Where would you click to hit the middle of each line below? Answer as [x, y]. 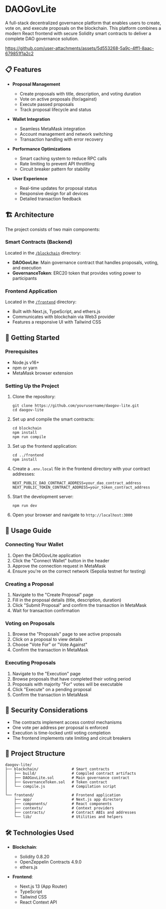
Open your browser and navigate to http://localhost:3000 [72, 515]
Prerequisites [22, 352]
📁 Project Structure [35, 753]
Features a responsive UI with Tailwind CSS [57, 322]
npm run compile [29, 437]
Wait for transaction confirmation [46, 611]
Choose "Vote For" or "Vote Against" [50, 644]
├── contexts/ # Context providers [64, 808]
